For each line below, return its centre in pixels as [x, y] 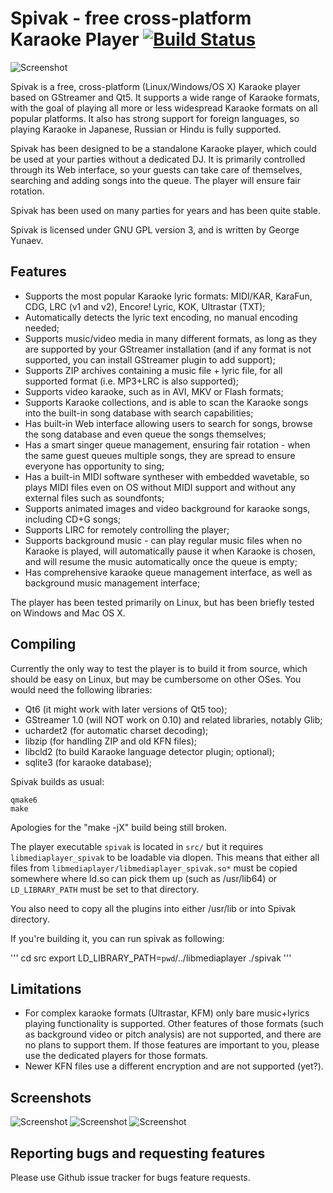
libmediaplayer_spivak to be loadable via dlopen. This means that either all [165, 857]
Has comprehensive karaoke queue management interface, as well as [168, 572]
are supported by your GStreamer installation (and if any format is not [168, 349]
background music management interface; [112, 583]
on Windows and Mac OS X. [68, 613]
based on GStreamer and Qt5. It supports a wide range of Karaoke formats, [165, 97]
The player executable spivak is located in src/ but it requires [137, 846]
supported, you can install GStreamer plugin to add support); [150, 359]
